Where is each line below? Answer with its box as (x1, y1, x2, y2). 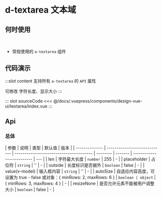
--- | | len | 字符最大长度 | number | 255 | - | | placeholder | (36, 156, 150, 162)
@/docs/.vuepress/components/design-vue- (53, 98, 143, 104)
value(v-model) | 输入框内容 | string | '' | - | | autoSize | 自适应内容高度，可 (5, 168, 155, 174)
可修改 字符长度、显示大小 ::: (5, 88, 62, 94)
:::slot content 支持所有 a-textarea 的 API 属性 (5, 78, 96, 84)
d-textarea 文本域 (5, 4, 76, 16)
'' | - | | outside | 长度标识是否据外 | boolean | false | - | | (34, 162, 145, 168)
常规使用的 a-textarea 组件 (12, 49, 66, 54)
